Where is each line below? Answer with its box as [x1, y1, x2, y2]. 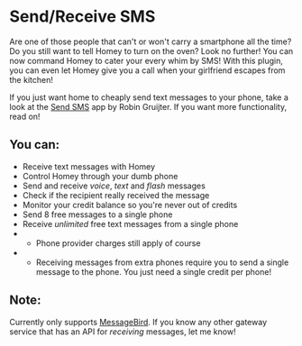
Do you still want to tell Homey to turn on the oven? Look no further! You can [9, 45, 294, 56]
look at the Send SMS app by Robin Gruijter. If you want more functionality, [9, 101, 287, 112]
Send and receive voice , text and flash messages [22, 180, 206, 191]
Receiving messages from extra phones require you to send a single [35, 257, 289, 268]
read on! [9, 111, 41, 122]
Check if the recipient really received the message [22, 189, 210, 200]
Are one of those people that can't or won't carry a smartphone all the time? [9, 36, 292, 47]
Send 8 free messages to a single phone [22, 209, 173, 220]
